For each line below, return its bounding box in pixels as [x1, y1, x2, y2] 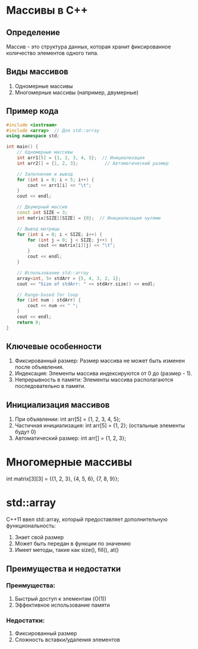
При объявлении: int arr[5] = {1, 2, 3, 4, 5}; [14, 415, 121, 423]
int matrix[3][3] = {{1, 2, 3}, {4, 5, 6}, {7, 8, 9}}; [6, 475, 120, 483]
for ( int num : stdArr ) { [17, 297, 81, 303]
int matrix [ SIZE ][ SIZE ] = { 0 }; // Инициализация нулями [17, 215, 161, 221]
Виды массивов [6, 67, 68, 77]
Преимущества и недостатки [6, 564, 121, 574]
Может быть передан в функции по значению [14, 540, 131, 547]
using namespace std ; [6, 133, 60, 139]
